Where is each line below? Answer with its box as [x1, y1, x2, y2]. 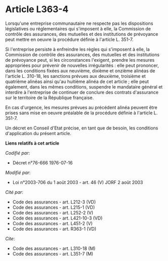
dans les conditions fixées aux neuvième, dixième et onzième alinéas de [5, 67, 155, 74]
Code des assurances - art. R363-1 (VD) [12, 226, 97, 232]
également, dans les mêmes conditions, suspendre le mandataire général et [5, 83, 163, 90]
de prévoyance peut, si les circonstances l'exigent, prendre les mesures [5, 57, 155, 63]
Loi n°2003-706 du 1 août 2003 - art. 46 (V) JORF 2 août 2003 [12, 179, 143, 185]
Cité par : [5, 189, 24, 195]
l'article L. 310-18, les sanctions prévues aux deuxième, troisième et [5, 73, 146, 79]
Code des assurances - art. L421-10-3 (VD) [12, 215, 103, 221]
